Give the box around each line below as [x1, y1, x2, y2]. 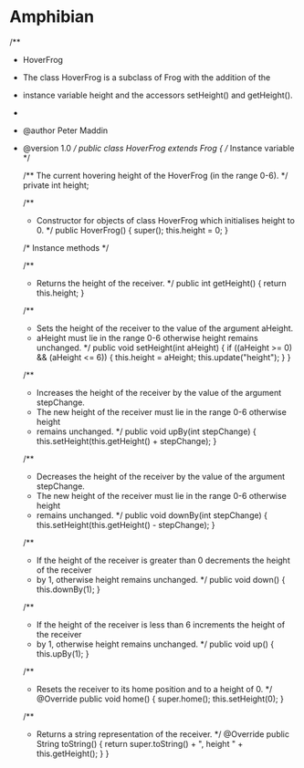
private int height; [22, 180, 89, 191]
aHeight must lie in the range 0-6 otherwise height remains [36, 332, 258, 343]
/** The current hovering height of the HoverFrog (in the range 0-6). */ [22, 170, 288, 181]
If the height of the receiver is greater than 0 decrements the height [36, 555, 290, 566]
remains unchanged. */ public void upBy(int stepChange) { [36, 426, 257, 437]
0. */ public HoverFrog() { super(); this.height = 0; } [36, 224, 228, 235]
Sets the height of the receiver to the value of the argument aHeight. [36, 322, 294, 334]
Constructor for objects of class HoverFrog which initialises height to [36, 214, 295, 225]
